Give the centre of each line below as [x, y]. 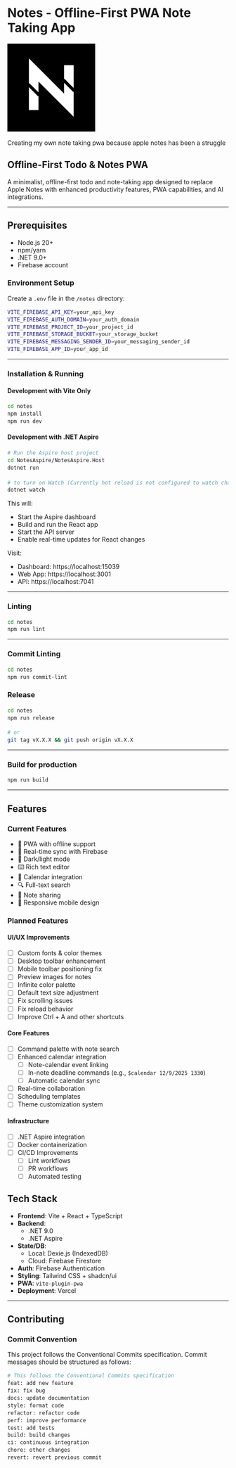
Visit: [15, 553]
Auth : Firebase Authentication [61, 1268]
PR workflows [48, 1168]
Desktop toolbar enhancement [61, 961]
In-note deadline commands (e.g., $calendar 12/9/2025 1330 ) [117, 1073]
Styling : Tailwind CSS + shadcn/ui [67, 1275]
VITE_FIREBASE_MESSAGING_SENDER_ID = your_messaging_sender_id [99, 342]
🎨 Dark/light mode [44, 859]
